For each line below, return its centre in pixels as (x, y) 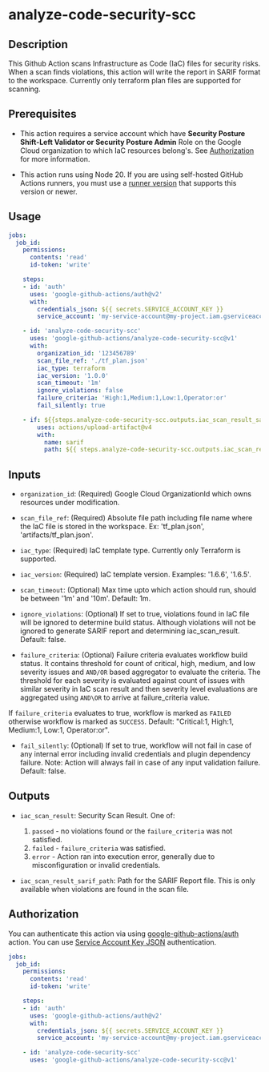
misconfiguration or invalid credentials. (96, 865)
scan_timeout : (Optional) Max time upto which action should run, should (138, 590)
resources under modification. (70, 503)
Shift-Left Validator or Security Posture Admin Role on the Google (130, 142)
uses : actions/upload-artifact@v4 (94, 427)
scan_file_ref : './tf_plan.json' (93, 361)
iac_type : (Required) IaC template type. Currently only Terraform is (130, 551)
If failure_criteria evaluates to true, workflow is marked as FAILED (120, 713)
